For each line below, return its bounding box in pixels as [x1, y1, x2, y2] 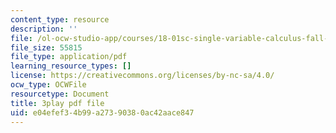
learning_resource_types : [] [10, 61, 132, 71]
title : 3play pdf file [10, 98, 105, 108]
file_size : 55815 [10, 42, 83, 53]
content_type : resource [10, 14, 110, 25]
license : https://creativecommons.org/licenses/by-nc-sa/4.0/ [10, 71, 275, 81]
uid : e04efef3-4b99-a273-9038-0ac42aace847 [10, 107, 195, 118]
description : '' [10, 24, 78, 34]
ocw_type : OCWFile [10, 80, 87, 90]
